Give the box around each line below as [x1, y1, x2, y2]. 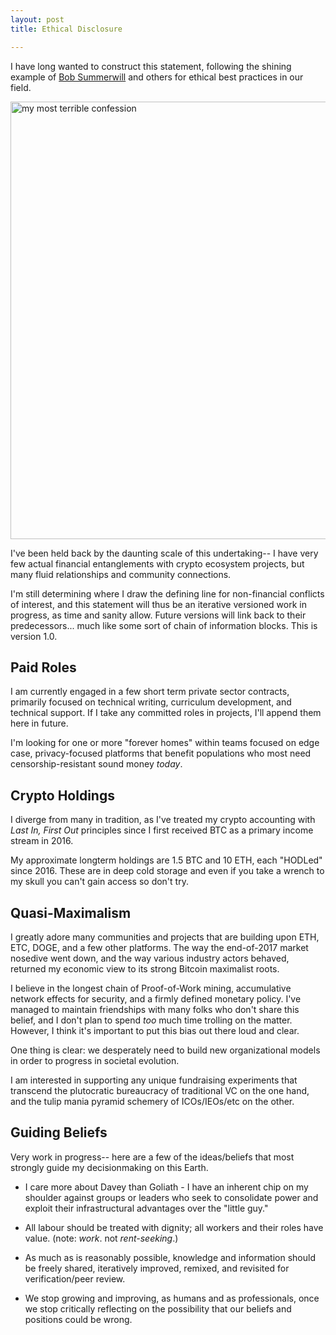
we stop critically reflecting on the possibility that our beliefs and [24, 1302, 292, 1315]
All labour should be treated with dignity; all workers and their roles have [24, 1221, 324, 1233]
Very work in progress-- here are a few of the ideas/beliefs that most [10, 1151, 295, 1163]
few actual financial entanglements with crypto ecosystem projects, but [10, 557, 305, 570]
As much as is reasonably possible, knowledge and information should [24, 1251, 316, 1263]
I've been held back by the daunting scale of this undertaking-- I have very [10, 547, 319, 559]
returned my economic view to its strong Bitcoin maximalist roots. [10, 962, 280, 975]
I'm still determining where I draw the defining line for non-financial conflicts [10, 587, 325, 600]
